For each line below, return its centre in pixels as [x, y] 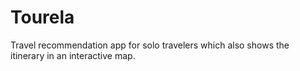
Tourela [42, 17]
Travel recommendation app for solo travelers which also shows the [150, 45]
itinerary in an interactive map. [73, 55]
